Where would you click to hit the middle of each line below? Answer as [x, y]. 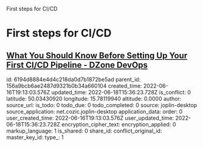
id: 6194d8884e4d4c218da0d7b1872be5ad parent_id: [74, 79]
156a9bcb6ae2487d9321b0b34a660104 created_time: [74, 86]
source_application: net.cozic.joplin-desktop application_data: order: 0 [95, 112]
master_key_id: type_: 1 [35, 137]
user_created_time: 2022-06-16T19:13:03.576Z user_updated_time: [90, 118]
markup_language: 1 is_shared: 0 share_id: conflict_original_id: [84, 131]
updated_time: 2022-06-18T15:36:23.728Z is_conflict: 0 [121, 92]
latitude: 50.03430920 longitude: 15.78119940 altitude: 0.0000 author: [94, 99]
